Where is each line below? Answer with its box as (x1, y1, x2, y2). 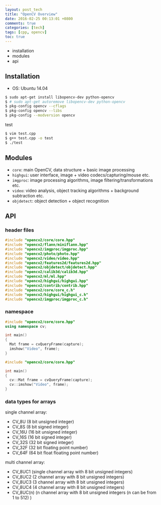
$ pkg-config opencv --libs (5, 108, 62, 113)
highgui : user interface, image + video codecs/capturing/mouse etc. (12, 172, 150, 178)
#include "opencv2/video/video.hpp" (5, 256, 80, 261)
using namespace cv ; (5, 324, 47, 329)
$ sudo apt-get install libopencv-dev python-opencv (5, 95, 115, 100)
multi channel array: (5, 460, 45, 465)
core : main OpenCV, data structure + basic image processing (12, 167, 135, 172)
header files (5, 227, 34, 233)
